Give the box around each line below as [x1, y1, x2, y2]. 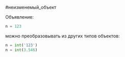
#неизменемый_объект [5, 5, 57, 10]
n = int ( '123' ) [5, 42, 38, 47]
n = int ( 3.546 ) [5, 47, 38, 52]
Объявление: [5, 14, 34, 20]
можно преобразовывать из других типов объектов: [5, 33, 120, 39]
